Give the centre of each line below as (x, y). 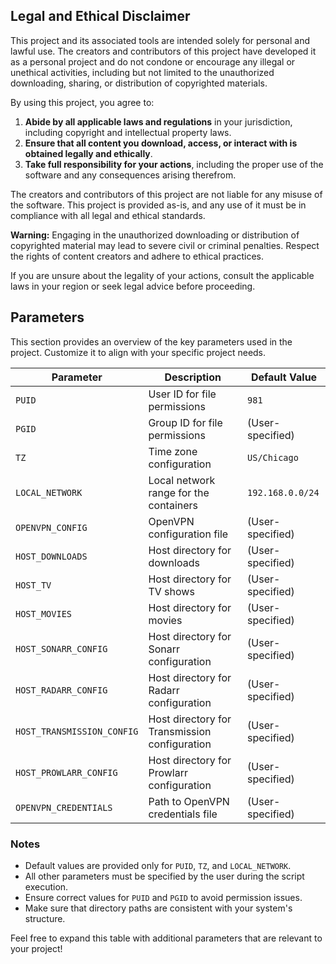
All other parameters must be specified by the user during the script (164, 876)
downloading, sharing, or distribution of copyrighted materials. (139, 83)
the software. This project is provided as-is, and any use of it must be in (158, 205)
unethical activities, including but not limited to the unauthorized (142, 72)
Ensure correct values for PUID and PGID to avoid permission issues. (163, 897)
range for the (179, 492)
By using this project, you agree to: (82, 102)
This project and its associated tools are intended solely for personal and (160, 40)
